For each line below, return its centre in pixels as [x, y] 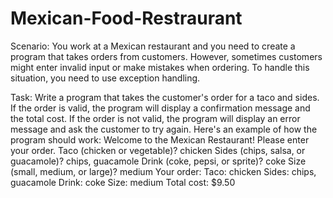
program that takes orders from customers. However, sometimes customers [166, 56]
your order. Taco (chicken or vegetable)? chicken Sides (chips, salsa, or [158, 150]
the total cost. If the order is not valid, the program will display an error [155, 118]
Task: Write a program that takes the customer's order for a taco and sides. [165, 97]
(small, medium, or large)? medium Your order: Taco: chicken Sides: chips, [163, 171]
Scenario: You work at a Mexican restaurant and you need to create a [153, 46]
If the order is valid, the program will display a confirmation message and [160, 108]
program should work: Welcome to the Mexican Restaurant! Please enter [160, 139]
